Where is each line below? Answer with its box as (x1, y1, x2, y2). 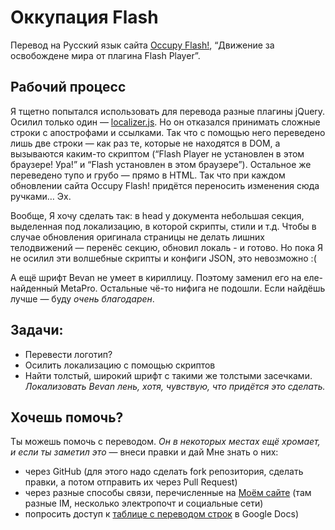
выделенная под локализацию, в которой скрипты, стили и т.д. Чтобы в (10, 220, 317, 232)
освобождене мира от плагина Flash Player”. (10, 49, 201, 61)
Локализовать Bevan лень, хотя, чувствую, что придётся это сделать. (24, 380, 326, 392)
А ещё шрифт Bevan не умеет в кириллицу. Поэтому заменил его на (10, 271, 302, 283)
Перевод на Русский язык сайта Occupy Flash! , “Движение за (10, 39, 275, 51)
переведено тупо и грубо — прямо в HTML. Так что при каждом (10, 169, 286, 181)
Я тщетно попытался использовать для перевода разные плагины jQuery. (10, 105, 326, 117)
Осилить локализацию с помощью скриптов (24, 359, 216, 371)
